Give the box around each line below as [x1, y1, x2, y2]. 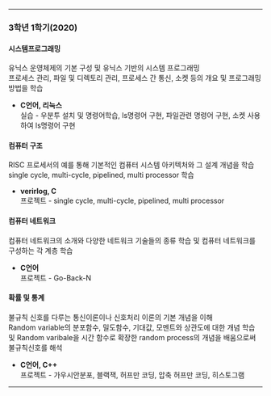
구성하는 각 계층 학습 [8, 246, 73, 255]
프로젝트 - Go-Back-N [19, 272, 91, 283]
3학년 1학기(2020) [8, 22, 78, 33]
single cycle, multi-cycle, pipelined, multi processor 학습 [8, 171, 195, 180]
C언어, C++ [19, 360, 58, 369]
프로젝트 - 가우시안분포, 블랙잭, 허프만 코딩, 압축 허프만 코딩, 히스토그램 [19, 369, 245, 380]
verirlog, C [19, 187, 56, 196]
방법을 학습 [8, 83, 44, 93]
